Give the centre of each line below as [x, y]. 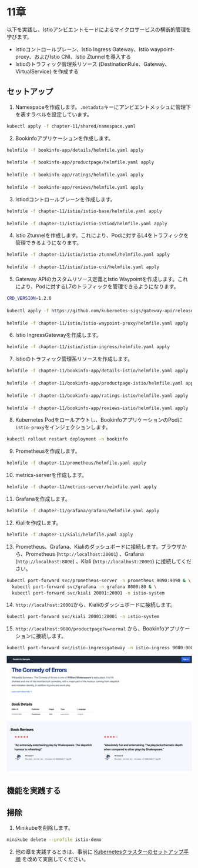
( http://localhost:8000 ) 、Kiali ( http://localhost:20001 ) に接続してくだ [103, 561]
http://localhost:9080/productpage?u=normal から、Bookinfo [90, 629]
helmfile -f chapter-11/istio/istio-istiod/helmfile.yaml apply [87, 223]
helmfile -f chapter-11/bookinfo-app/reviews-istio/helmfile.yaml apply [98, 408]
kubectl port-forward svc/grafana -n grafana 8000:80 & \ [85, 587]
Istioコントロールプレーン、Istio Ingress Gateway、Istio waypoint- [95, 49]
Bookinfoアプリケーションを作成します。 [64, 138]
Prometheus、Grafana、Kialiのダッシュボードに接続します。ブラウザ [98, 546]
